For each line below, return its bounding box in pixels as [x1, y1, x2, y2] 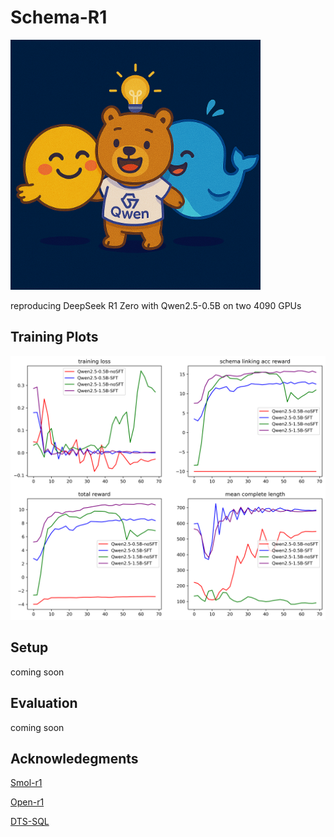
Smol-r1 [10, 777, 43, 789]
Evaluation [10, 695, 78, 712]
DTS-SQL [10, 816, 50, 828]
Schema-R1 [10, 6, 108, 29]
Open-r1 [10, 796, 45, 808]
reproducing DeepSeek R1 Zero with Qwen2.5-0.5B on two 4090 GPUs [10, 299, 302, 311]
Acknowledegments [10, 751, 139, 768]
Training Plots [10, 329, 99, 346]
